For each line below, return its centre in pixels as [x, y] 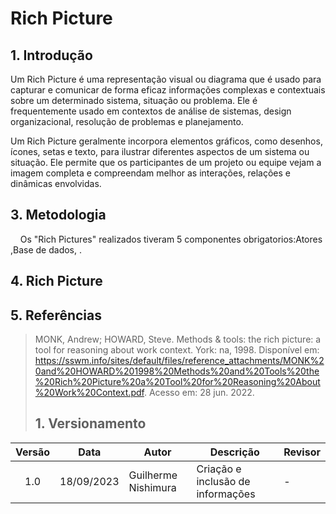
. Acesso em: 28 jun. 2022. [199, 393]
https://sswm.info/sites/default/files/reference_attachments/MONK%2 [179, 361]
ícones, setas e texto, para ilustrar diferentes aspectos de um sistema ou [160, 151]
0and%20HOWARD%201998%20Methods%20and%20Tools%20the [177, 371]
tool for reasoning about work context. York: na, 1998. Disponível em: [177, 350]
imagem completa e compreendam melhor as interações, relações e [150, 173]
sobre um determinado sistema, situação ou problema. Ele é [134, 100]
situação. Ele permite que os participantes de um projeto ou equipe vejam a [166, 162]
